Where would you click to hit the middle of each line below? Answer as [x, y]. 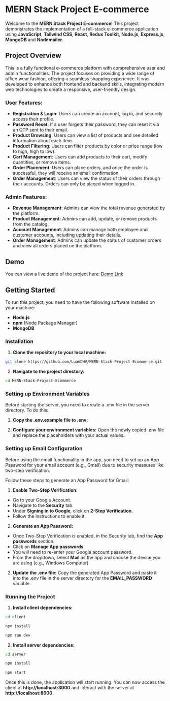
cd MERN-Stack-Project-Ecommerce [41, 381]
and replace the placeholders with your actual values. [69, 435]
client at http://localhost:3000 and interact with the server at [70, 688]
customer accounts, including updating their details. [67, 235]
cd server [16, 654]
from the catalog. [31, 224]
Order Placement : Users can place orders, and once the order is [80, 168]
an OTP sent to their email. [40, 130]
